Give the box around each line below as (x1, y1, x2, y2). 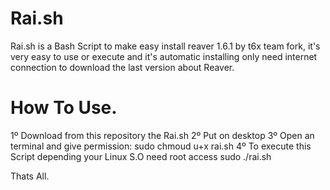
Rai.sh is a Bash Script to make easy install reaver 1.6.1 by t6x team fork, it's (10, 40, 321, 52)
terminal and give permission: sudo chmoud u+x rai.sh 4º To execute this (10, 140, 312, 152)
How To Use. (10, 97, 118, 119)
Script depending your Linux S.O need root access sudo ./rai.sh (10, 150, 272, 162)
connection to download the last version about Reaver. (10, 61, 235, 73)
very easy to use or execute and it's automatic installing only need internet (10, 50, 318, 62)
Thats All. (10, 170, 50, 182)
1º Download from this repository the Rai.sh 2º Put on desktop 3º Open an (10, 129, 315, 141)
